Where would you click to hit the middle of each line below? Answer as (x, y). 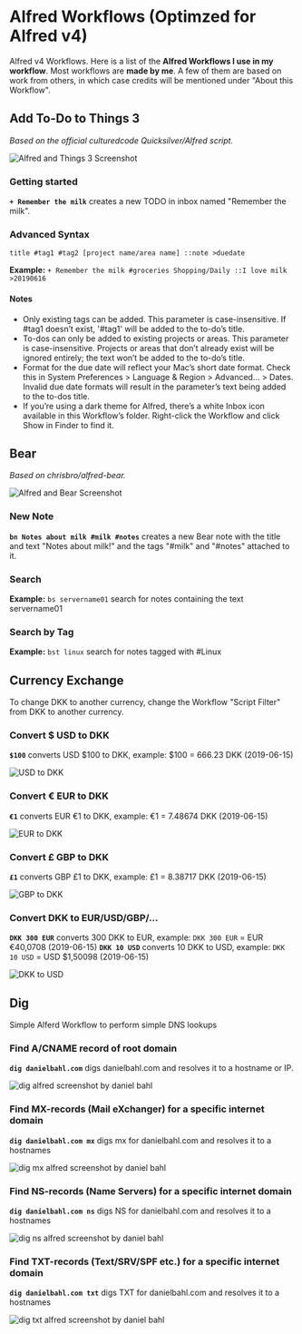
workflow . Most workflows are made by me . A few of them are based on (146, 71)
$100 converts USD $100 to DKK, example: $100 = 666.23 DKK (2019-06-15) (151, 755)
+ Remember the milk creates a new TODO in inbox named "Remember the (148, 201)
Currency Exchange (67, 680)
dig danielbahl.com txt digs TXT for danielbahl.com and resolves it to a (144, 1293)
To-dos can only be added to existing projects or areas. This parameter (156, 338)
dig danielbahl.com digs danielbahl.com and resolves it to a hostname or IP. (151, 1068)
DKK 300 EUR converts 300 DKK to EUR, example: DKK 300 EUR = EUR (136, 937)
